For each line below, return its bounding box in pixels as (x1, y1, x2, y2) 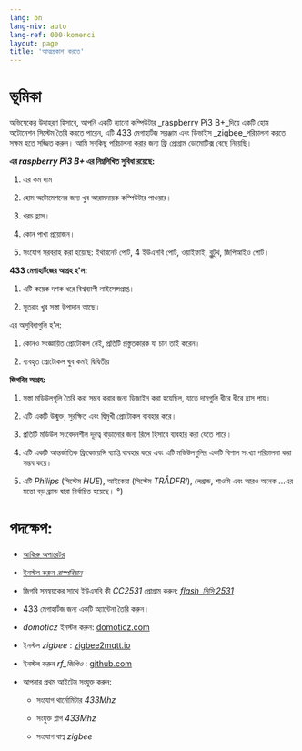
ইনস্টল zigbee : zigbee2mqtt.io (22, 640, 131, 651)
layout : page (9, 38, 59, 48)
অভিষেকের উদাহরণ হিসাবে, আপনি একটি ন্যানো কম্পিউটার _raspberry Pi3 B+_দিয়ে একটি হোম (9, 117, 269, 128)
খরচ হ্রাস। (22, 210, 51, 221)
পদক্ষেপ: (9, 518, 53, 539)
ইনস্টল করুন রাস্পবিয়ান (22, 567, 83, 578)
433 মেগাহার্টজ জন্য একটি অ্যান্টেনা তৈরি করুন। (22, 604, 150, 614)
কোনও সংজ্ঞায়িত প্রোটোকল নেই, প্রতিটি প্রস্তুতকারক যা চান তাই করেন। (22, 338, 201, 349)
